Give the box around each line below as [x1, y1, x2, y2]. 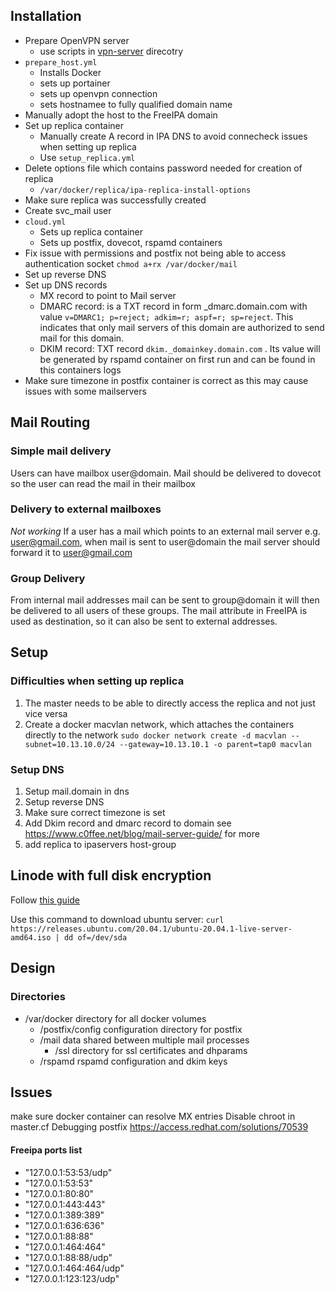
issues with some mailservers [24, 385, 147, 397]
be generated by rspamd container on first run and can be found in [39, 353, 316, 365]
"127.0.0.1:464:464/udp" [24, 1262, 125, 1274]
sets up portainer [39, 77, 111, 89]
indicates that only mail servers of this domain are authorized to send [39, 321, 325, 333]
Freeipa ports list [10, 1144, 83, 1156]
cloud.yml [24, 217, 67, 227]
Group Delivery [10, 571, 86, 585]
